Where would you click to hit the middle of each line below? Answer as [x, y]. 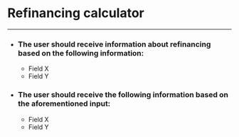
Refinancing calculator [76, 13]
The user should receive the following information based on [123, 95]
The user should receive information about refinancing [114, 44]
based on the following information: [81, 53]
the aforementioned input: [64, 103]
